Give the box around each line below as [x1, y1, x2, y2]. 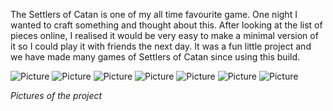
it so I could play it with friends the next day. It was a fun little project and [10, 40, 312, 52]
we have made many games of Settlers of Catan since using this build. [10, 51, 301, 63]
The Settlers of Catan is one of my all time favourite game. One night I [10, 9, 298, 20]
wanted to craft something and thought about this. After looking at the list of [10, 19, 323, 31]
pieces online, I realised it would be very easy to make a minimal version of [10, 30, 319, 41]
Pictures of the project [10, 90, 103, 101]
